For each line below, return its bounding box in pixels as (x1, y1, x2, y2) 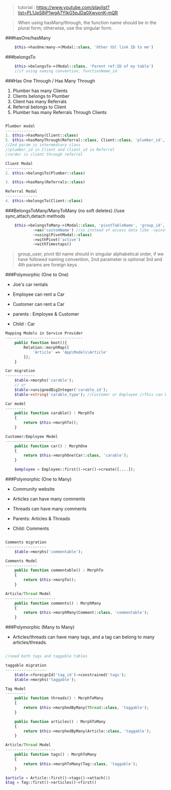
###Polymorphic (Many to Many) (5, 624, 75, 630)
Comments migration (5, 540, 47, 545)
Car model (5, 401, 26, 406)
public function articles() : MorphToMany (14, 719, 106, 724)
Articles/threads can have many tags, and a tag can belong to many (12, 634, 155, 640)
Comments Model (5, 558, 38, 563)
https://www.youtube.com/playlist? (36, 5, 110, 10)
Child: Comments (12, 525, 49, 531)
